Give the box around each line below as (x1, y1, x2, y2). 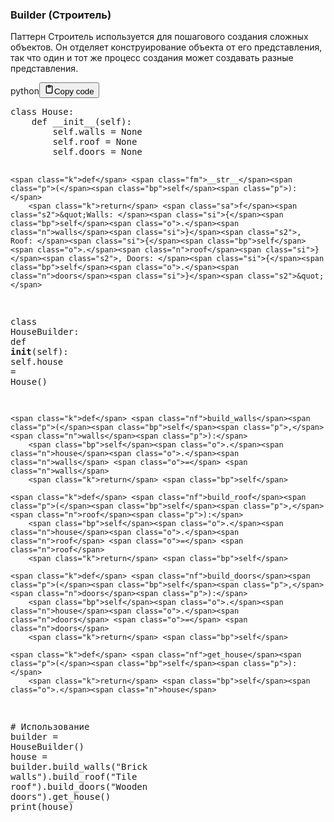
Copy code (53, 86, 95, 97)
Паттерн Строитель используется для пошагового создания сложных (10, 31, 309, 43)
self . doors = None (52, 146, 143, 158)
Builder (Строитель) (10, 8, 112, 22)
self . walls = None (52, 126, 143, 138)
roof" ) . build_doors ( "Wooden (10, 781, 148, 793)
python (10, 85, 40, 97)
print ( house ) (10, 801, 75, 813)
